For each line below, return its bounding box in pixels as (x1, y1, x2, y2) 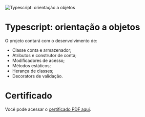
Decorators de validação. (12, 73, 63, 79)
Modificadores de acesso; (12, 58, 65, 63)
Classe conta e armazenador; (12, 47, 72, 53)
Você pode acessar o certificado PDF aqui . (5, 106, 91, 112)
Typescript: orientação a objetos (5, 22, 140, 33)
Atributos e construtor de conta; (12, 52, 77, 58)
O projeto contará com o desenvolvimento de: (5, 38, 98, 43)
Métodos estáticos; (12, 62, 51, 68)
